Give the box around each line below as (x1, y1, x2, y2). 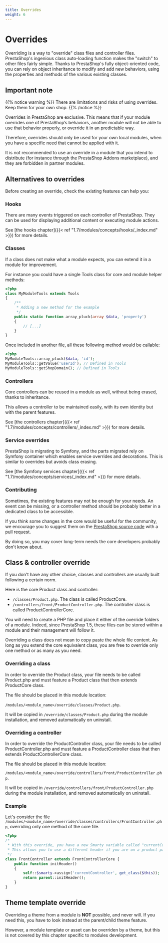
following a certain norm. (5, 577, 56, 583)
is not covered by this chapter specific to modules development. (5, 932, 137, 938)
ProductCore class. (5, 682, 45, 688)
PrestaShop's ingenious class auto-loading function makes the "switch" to (5, 56, 158, 62)
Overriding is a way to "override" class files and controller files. (5, 50, 135, 56)
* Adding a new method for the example (16, 305, 99, 310)
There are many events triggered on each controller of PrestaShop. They (5, 212, 155, 218)
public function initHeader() (14, 861, 77, 866)
